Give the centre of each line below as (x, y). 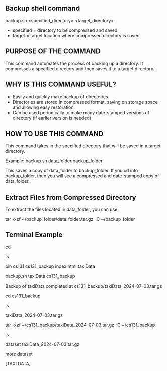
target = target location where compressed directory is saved (76, 35)
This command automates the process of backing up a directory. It (74, 63)
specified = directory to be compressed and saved (65, 30)
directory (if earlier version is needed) (52, 118)
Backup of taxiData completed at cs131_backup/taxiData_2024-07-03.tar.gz (84, 286)
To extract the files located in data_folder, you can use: (62, 209)
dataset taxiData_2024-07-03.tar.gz (42, 344)
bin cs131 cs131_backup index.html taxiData (50, 266)
